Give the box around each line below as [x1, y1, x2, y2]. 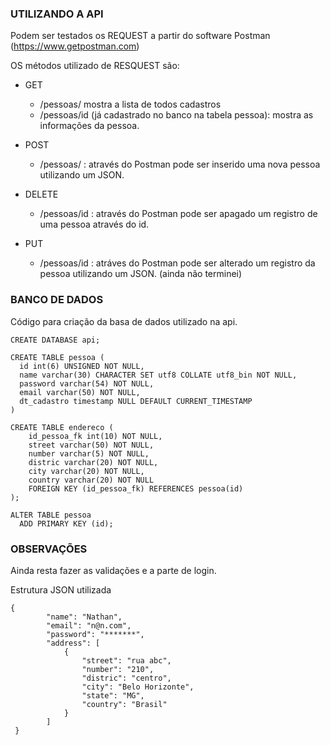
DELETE [24, 188, 59, 201]
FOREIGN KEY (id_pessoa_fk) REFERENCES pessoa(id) [28, 483, 244, 494]
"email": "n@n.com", [46, 620, 132, 631]
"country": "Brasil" [81, 699, 168, 709]
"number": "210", [81, 664, 155, 674]
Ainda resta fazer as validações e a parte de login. [10, 564, 217, 576]
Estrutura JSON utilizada [10, 583, 112, 596]
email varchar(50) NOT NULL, [19, 387, 141, 397]
